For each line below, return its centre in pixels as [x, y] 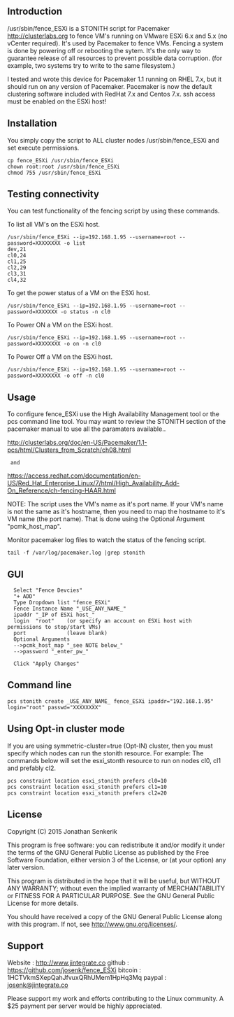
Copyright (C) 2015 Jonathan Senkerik [62, 831]
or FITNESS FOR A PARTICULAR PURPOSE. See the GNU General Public [111, 895]
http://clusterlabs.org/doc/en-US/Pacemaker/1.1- [78, 443]
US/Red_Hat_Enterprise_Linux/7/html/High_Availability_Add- [94, 483]
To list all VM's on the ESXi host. [53, 225]
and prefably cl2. [32, 768]
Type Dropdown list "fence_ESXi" [62, 603]
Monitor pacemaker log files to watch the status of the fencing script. [107, 540]
